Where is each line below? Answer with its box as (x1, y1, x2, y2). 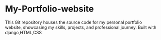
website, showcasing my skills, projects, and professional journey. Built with (5, 24, 157, 30)
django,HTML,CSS (5, 29, 42, 35)
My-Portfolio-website (5, 3, 94, 14)
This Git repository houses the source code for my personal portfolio (5, 19, 142, 25)
